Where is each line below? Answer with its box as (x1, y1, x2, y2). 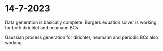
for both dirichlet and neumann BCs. (5, 24, 80, 30)
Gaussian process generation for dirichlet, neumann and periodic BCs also (5, 34, 158, 40)
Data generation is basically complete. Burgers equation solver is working (5, 19, 157, 25)
